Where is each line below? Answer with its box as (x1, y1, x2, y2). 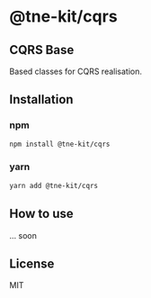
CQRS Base (9, 42, 75, 58)
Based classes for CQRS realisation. (9, 66, 142, 77)
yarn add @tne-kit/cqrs (9, 181, 99, 190)
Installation (9, 92, 74, 107)
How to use (9, 206, 74, 221)
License (9, 256, 55, 271)
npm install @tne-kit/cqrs (9, 140, 111, 149)
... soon (9, 230, 38, 240)
